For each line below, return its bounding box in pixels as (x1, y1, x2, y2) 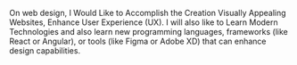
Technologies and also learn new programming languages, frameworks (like (9, 27, 288, 37)
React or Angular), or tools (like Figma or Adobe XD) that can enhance (9, 36, 267, 46)
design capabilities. (9, 45, 81, 56)
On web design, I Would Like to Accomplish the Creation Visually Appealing (9, 8, 287, 18)
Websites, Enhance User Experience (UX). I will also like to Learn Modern (9, 17, 278, 28)
